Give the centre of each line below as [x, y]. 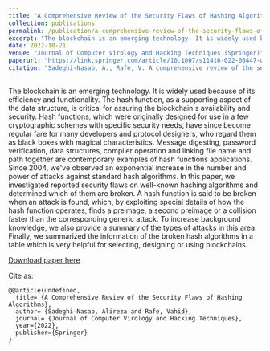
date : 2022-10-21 [37, 46]
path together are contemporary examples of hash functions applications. [130, 159]
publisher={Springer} [52, 333]
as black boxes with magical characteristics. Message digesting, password [132, 142]
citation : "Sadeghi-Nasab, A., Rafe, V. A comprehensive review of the [131, 68]
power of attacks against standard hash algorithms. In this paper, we [122, 176]
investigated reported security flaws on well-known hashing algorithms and [133, 185]
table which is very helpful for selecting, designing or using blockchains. [128, 244]
